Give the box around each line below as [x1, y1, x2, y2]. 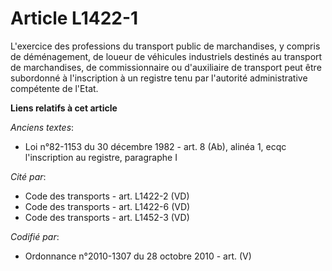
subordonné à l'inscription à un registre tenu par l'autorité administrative [10, 72, 308, 84]
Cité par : [10, 170, 47, 182]
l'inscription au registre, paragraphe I [24, 151, 178, 163]
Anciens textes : [10, 121, 75, 133]
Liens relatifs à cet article [10, 102, 118, 114]
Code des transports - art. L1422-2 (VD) [24, 190, 190, 202]
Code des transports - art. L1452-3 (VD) [24, 211, 190, 223]
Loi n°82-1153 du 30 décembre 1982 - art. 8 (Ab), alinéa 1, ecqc [24, 140, 287, 152]
